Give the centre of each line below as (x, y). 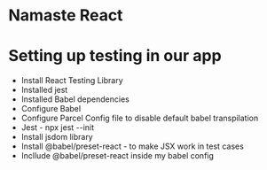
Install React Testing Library (72, 81)
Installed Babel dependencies (75, 99)
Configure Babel (51, 109)
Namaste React (66, 15)
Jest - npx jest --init (58, 127)
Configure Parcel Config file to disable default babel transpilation (140, 118)
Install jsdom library (57, 137)
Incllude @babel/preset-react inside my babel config (118, 156)
